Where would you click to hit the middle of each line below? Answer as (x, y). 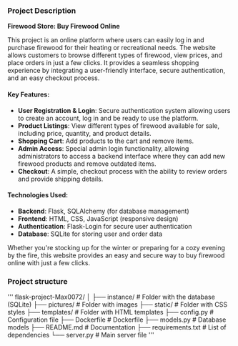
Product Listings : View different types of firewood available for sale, (119, 125)
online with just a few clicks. (49, 262)
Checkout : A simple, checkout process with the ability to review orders (122, 171)
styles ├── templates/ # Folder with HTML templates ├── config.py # (111, 312)
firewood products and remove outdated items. (87, 164)
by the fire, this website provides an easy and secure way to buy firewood (116, 255)
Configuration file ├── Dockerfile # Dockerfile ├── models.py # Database (117, 320)
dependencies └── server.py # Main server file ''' (81, 335)
